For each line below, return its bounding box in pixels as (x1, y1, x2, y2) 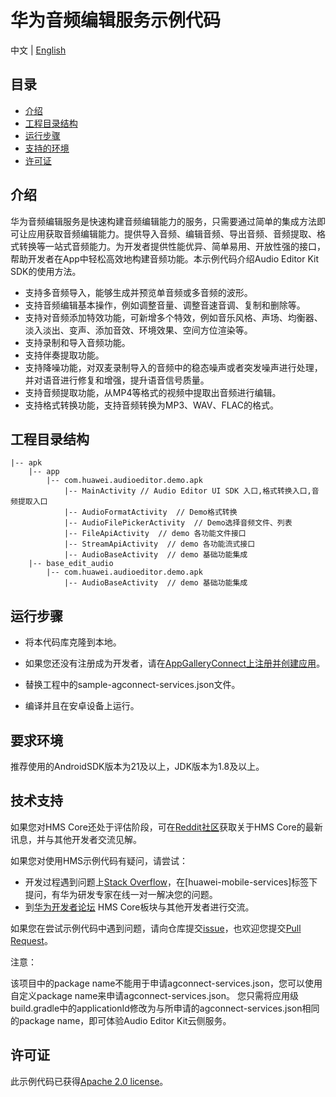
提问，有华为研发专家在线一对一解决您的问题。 (24, 888, 218, 900)
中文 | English (10, 44, 67, 56)
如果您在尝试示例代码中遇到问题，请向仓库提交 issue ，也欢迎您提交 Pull (10, 922, 302, 934)
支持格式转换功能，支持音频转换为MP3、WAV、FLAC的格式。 (24, 399, 279, 411)
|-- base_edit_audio (28, 559, 114, 569)
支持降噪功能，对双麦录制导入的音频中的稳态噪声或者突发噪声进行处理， (24, 361, 323, 373)
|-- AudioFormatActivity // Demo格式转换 (63, 507, 238, 518)
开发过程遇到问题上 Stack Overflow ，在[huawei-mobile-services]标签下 (24, 876, 318, 888)
